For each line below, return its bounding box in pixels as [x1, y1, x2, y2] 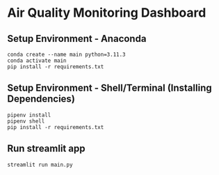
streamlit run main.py [7, 161, 73, 168]
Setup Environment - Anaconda [7, 33, 147, 45]
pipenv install [7, 112, 51, 119]
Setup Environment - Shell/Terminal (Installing [7, 82, 212, 94]
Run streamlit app [7, 143, 86, 155]
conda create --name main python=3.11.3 [7, 51, 127, 58]
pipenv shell [7, 117, 45, 125]
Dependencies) [7, 93, 75, 105]
